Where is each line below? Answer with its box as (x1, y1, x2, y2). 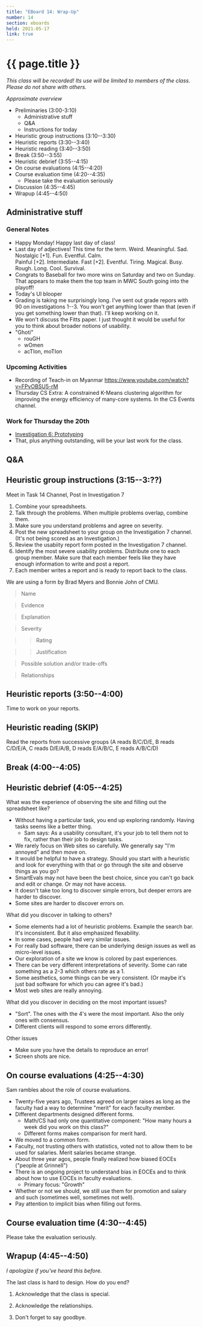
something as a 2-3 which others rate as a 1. (14, 968, 125, 975)
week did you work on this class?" (23, 1124, 109, 1131)
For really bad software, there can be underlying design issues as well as (14, 942, 196, 950)
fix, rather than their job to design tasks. (23, 836, 123, 843)
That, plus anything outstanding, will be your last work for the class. (14, 437, 183, 444)
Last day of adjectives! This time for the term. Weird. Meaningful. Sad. (14, 245, 188, 253)
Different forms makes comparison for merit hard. (23, 1130, 147, 1137)
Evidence (20, 601, 44, 608)
